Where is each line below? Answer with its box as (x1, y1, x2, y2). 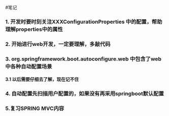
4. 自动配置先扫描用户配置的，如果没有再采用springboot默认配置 (5, 90, 164, 97)
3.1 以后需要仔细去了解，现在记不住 (5, 76, 79, 82)
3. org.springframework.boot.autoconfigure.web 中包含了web (5, 55, 161, 62)
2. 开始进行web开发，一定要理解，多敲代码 (5, 40, 111, 47)
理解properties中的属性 (5, 26, 63, 33)
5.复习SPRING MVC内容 (5, 105, 64, 112)
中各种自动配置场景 (5, 63, 52, 70)
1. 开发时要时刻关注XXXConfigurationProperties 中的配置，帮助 (5, 18, 162, 25)
